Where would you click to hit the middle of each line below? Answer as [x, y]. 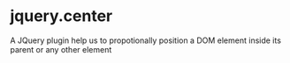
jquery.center [61, 16]
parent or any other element [61, 49]
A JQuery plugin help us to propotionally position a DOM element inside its [146, 40]
